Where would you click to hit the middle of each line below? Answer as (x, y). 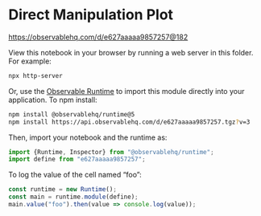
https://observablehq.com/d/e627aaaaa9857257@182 (98, 37)
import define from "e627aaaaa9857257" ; (77, 159)
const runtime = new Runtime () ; (62, 190)
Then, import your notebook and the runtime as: (88, 137)
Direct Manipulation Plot (91, 15)
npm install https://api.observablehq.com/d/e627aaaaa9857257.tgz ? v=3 (129, 122)
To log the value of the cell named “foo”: (75, 175)
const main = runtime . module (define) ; (73, 197)
